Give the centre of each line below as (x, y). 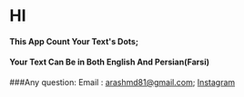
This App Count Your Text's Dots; (74, 41)
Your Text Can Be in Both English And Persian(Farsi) (109, 62)
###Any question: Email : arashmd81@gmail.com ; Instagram (122, 82)
